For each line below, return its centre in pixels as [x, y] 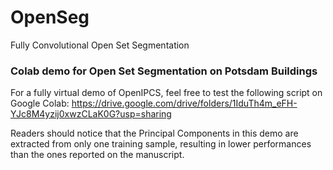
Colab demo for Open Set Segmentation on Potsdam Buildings [164, 71]
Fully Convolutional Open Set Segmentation [100, 45]
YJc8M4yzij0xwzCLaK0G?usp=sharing [91, 114]
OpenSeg [50, 17]
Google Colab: [40, 103]
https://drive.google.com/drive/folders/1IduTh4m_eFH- [184, 103]
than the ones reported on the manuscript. [97, 155]
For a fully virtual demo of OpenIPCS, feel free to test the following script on [166, 93]
